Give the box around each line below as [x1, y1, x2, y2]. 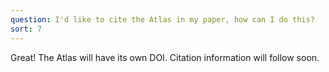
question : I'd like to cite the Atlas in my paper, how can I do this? [10, 14, 315, 25]
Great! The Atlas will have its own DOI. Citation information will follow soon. [10, 51, 320, 63]
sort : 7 [10, 24, 43, 34]
